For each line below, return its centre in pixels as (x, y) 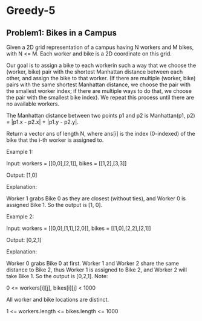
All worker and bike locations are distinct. (58, 300)
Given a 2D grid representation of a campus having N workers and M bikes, (100, 47)
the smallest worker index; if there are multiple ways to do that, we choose (99, 91)
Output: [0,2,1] (24, 240)
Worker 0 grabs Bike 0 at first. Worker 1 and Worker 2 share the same (93, 263)
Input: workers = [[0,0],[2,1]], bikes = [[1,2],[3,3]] (67, 163)
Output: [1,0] (22, 175)
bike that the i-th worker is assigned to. (55, 140)
